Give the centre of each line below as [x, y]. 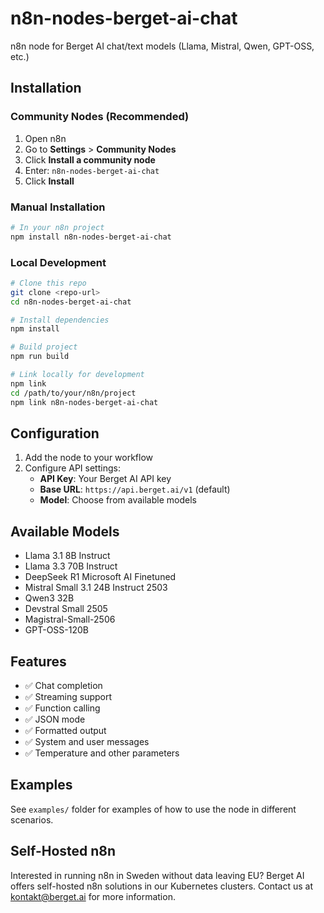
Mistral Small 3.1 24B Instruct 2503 [96, 588]
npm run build [40, 357]
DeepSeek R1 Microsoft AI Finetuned [100, 577]
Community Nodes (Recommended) [100, 117]
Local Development [58, 262]
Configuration [55, 433]
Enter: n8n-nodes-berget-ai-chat [92, 170]
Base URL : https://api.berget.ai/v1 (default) [135, 489]
